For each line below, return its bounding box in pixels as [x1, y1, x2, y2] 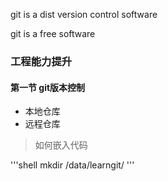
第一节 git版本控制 [10, 81, 86, 93]
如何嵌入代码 [34, 139, 88, 151]
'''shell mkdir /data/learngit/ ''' [10, 159, 135, 171]
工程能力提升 [10, 54, 73, 68]
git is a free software [10, 28, 96, 39]
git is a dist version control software [10, 9, 158, 20]
